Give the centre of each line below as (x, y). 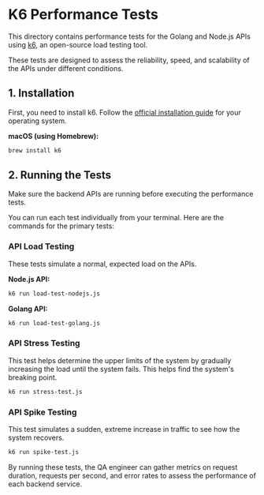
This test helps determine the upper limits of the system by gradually (120, 360)
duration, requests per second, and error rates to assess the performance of (132, 475)
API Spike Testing (43, 412)
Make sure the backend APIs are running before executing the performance (131, 194)
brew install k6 (35, 150)
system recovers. (36, 437)
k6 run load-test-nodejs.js (54, 294)
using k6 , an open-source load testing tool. (78, 44)
